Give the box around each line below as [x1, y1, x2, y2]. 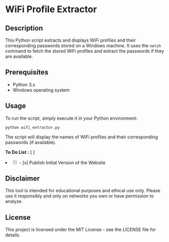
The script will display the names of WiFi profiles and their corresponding [5, 133, 158, 140]
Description [5, 24, 43, 32]
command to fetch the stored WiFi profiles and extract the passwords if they [5, 48, 164, 54]
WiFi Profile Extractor [5, 4, 97, 15]
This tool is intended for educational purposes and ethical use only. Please [5, 188, 161, 194]
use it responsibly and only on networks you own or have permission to [5, 193, 154, 199]
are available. [5, 53, 33, 59]
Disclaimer [5, 174, 40, 183]
